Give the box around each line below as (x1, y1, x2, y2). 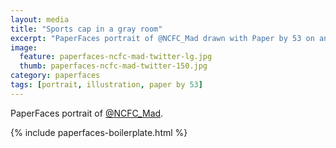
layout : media (10, 14, 70, 25)
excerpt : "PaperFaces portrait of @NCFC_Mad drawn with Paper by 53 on (10, 33, 315, 43)
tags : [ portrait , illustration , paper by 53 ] (10, 80, 203, 90)
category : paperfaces (10, 71, 101, 81)
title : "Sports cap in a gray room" (10, 24, 163, 34)
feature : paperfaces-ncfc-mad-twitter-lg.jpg (19, 52, 213, 62)
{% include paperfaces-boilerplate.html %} (10, 126, 188, 138)
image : (10, 42, 38, 53)
